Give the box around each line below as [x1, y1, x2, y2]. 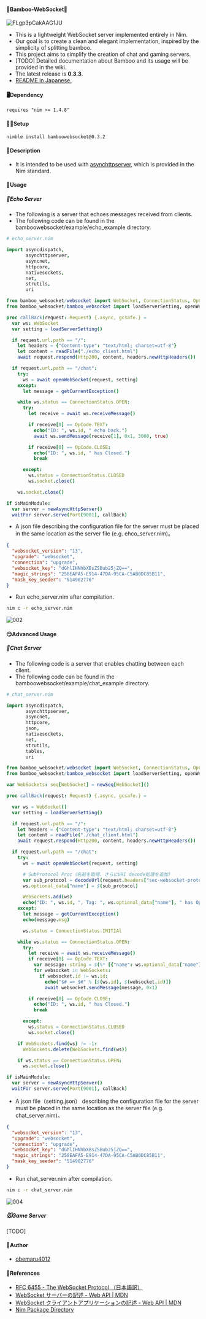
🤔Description [6, 147, 41, 154]
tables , [25, 748, 45, 754]
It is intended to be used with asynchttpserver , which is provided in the [15, 160, 194, 168]
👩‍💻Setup [6, 120, 29, 127]
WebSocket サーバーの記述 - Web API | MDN [15, 1291, 129, 1299]
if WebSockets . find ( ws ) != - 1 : [17, 1040, 97, 1047]
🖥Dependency [6, 91, 44, 98]
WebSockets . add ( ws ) [22, 894, 72, 900]
